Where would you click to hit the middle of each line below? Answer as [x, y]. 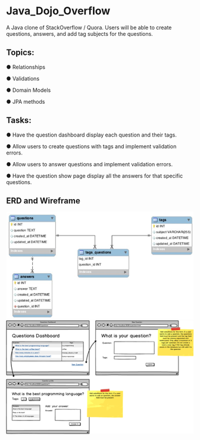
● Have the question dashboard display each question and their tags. [91, 135]
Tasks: [19, 120]
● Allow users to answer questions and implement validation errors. [90, 164]
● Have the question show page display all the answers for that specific [95, 176]
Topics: [20, 53]
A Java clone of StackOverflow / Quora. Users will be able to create [89, 27]
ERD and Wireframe [43, 201]
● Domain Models [29, 90]
